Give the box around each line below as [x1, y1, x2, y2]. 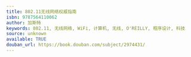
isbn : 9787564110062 [6, 14, 58, 20]
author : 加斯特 [6, 20, 41, 26]
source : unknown [6, 31, 47, 37]
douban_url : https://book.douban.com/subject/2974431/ [6, 42, 146, 48]
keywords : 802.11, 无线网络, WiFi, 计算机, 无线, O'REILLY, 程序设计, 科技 [6, 25, 186, 31]
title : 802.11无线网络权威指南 [6, 8, 77, 15]
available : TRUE [6, 36, 47, 42]
